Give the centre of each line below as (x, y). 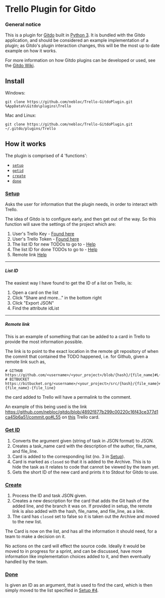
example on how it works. (31, 51)
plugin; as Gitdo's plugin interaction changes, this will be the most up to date (82, 46)
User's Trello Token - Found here (46, 239)
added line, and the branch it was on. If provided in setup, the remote (82, 506)
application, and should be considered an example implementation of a (77, 40)
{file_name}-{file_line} (30, 388)
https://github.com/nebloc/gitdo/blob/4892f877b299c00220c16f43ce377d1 (82, 412)
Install (15, 81)
